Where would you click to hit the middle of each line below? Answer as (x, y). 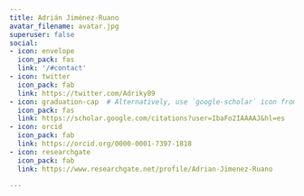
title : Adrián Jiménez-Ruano (64, 18)
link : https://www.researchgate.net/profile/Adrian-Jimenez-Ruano (145, 169)
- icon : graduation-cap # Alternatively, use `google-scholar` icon (143, 102)
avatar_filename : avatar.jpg (64, 26)
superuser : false (42, 34)
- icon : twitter (40, 77)
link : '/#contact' (52, 69)
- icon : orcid (36, 127)
